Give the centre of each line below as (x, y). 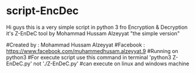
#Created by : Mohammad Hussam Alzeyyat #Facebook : (76, 45)
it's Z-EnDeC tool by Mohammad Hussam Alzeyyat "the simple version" (93, 33)
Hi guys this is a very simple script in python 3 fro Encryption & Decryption (97, 27)
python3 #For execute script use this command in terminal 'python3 (89, 57)
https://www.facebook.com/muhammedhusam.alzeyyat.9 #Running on (92, 51)
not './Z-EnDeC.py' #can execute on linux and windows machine (111, 64)
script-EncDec (43, 11)
